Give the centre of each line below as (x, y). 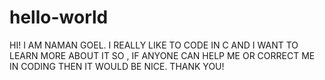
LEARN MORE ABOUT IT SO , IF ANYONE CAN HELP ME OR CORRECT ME (162, 55)
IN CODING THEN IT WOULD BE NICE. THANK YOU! (117, 66)
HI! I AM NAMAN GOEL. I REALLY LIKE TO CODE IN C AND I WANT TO (154, 45)
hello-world (59, 17)
